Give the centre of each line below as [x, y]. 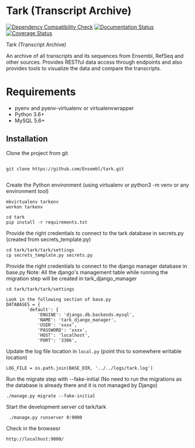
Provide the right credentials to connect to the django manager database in [97, 266]
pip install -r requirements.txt [47, 222]
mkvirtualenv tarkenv [32, 202]
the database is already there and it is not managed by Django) [82, 385]
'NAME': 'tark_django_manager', [77, 320]
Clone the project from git [37, 153]
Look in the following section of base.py [59, 299]
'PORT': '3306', [57, 340]
